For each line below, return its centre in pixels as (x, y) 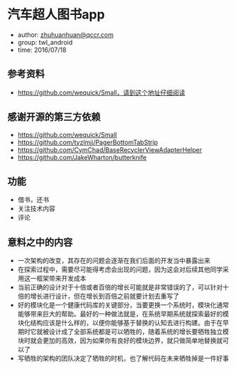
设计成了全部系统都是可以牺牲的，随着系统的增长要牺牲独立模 (139, 332)
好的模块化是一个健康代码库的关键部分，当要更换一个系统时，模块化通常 (123, 305)
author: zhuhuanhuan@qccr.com (66, 34)
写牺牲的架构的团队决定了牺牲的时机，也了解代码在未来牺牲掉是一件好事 (123, 358)
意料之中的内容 (40, 242)
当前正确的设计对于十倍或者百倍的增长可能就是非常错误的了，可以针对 (120, 287)
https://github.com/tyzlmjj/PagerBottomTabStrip (88, 142)
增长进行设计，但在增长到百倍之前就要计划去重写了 (105, 296)
